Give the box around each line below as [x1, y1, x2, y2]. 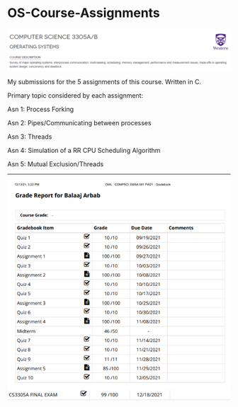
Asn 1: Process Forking [7, 105, 74, 114]
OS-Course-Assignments [7, 5, 161, 21]
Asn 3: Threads [7, 132, 52, 141]
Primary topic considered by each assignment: [7, 91, 144, 100]
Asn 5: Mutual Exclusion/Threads [7, 160, 104, 168]
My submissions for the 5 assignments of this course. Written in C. [7, 78, 202, 86]
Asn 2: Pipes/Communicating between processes [7, 119, 152, 127]
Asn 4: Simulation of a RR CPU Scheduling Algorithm [7, 147, 161, 155]
